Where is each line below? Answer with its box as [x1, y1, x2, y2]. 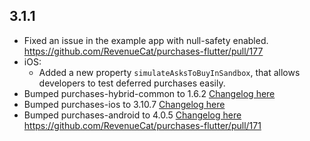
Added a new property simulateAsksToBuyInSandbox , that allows [38, 66, 301, 78]
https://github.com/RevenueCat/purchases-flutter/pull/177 [23, 45, 264, 57]
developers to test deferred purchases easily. [38, 77, 226, 89]
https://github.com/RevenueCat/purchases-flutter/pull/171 [23, 119, 262, 131]
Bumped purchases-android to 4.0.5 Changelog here [23, 109, 242, 121]
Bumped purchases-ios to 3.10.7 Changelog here [23, 98, 226, 110]
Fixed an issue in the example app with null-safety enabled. [23, 34, 269, 46]
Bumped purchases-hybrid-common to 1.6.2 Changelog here [23, 87, 276, 99]
